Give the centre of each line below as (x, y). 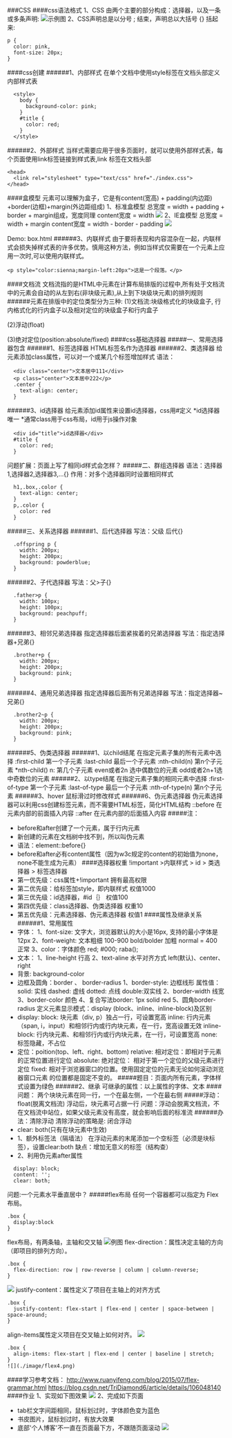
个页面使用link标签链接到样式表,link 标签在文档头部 (79, 159)
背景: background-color (51, 974)
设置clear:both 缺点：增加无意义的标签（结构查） (102, 1147)
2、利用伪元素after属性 (50, 1156)
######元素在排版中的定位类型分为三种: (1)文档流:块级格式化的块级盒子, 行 (114, 301)
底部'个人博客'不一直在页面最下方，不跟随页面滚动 (89, 1428)
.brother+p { (32, 655)
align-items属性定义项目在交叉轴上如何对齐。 (71, 1334)
